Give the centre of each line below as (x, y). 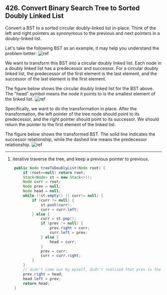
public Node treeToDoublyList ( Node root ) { (60, 168)
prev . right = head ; (43, 274)
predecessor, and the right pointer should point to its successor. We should (82, 119)
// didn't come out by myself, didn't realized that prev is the (92, 270)
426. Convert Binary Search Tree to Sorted (73, 8)
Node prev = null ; (42, 186)
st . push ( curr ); (56, 205)
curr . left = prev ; (69, 233)
